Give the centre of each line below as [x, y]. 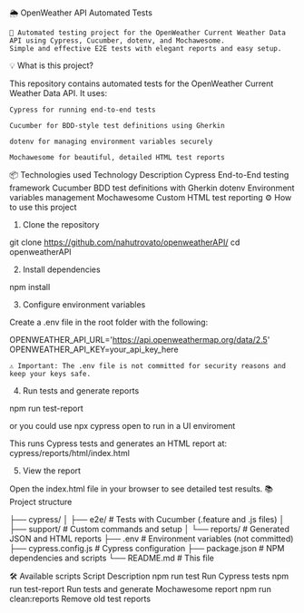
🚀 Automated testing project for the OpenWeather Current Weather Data [147, 33]
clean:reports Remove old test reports [80, 598]
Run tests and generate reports [81, 391]
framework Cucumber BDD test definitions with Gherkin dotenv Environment [152, 188]
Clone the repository [61, 224]
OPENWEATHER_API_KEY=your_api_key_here [94, 349]
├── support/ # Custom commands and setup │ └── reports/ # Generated [150, 529]
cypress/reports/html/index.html [69, 453]
